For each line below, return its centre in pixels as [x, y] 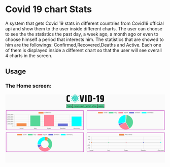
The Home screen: [28, 86]
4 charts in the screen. [29, 55]
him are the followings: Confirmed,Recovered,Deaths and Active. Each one [83, 45]
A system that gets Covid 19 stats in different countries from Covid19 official [84, 23]
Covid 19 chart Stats [49, 9]
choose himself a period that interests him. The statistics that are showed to [84, 39]
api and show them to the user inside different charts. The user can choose [84, 28]
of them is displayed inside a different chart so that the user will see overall [84, 50]
